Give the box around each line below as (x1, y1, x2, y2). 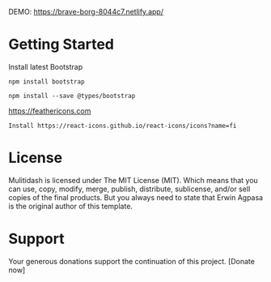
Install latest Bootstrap (8, 62, 83, 71)
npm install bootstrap (8, 77, 85, 86)
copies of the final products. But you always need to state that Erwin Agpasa (8, 192, 264, 202)
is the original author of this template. (8, 201, 133, 211)
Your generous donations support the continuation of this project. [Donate (8, 256, 255, 266)
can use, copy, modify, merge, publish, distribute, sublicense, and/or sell (8, 184, 251, 194)
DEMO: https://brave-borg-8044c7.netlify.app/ (8, 7, 164, 16)
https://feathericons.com (8, 105, 91, 116)
